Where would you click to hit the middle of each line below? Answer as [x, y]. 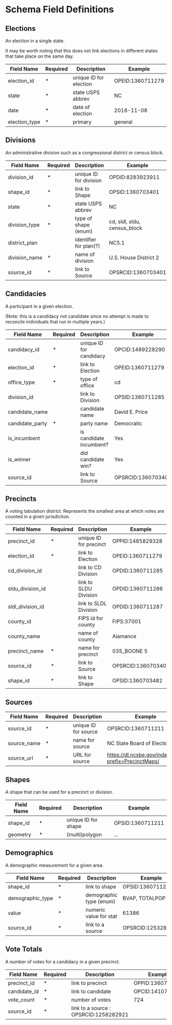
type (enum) [100, 901]
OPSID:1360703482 [137, 681]
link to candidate [91, 991]
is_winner [19, 459]
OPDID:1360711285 [138, 571]
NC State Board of [129, 743]
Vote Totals [24, 949]
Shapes [18, 779]
